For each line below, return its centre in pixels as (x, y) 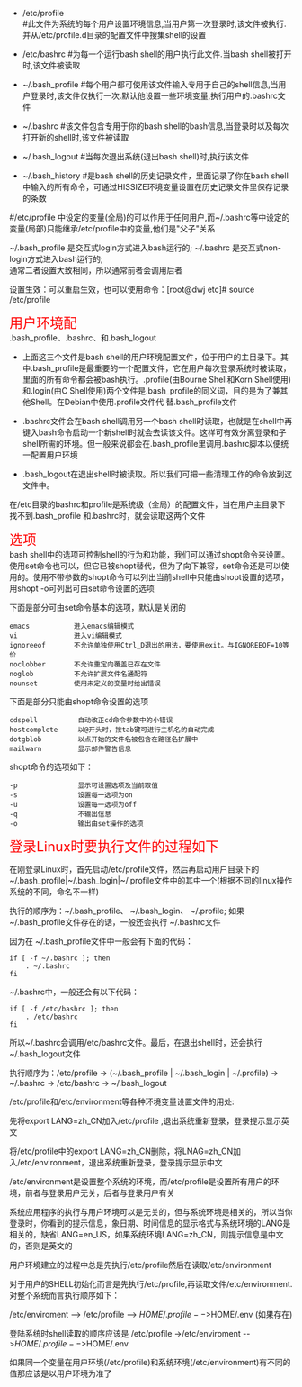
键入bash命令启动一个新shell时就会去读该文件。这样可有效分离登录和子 (154, 432)
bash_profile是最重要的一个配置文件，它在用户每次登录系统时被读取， (162, 368)
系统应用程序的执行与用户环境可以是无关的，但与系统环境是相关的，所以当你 (151, 1212)
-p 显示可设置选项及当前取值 (84, 785)
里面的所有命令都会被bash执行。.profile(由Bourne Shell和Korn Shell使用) (157, 379)
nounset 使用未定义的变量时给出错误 (85, 684)
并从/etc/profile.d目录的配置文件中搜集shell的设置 (114, 35)
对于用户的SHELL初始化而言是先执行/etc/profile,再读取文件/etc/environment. (151, 1284)
